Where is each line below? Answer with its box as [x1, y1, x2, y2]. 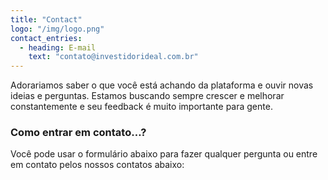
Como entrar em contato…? [10, 126, 147, 140]
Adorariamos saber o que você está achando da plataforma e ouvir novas [10, 79, 314, 91]
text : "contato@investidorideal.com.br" [28, 52, 199, 62]
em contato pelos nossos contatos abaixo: [10, 159, 185, 171]
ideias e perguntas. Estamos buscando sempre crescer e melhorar [10, 90, 285, 102]
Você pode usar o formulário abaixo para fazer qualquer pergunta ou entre [10, 148, 318, 160]
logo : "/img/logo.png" [10, 24, 105, 34]
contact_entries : [10, 33, 83, 43]
